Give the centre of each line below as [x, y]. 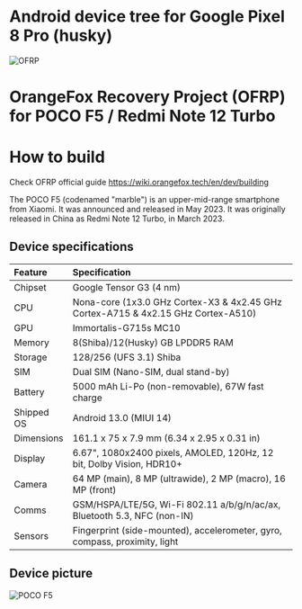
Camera [31, 484]
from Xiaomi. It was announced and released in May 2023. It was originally [147, 210]
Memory [31, 342]
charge [87, 398]
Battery [29, 391]
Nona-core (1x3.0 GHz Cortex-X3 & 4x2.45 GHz [178, 301]
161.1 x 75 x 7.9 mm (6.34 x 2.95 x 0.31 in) [166, 438]
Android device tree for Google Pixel [147, 17]
